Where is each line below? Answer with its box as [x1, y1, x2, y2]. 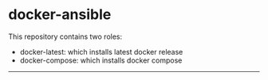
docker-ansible [8, 6, 112, 24]
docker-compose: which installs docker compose [19, 55, 183, 65]
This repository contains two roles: [8, 32, 123, 41]
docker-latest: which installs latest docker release [19, 47, 183, 56]
